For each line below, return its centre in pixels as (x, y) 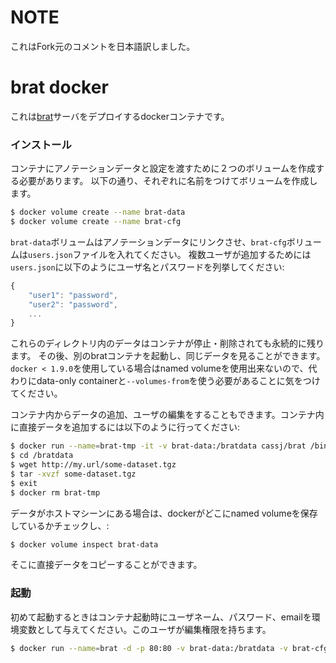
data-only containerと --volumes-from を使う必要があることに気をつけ (178, 381)
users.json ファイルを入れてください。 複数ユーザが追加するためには (170, 254)
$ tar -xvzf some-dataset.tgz (73, 474)
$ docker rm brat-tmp (55, 492)
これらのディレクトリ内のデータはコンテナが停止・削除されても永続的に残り (167, 343)
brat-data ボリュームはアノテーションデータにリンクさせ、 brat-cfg (148, 242)
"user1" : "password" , (73, 295)
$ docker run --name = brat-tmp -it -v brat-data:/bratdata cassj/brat (158, 446)
